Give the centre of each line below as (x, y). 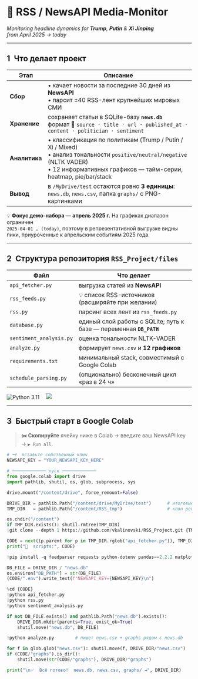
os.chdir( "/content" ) (33, 519)
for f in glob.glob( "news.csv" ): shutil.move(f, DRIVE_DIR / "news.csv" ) (96, 649)
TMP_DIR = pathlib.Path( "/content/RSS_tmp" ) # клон (95, 509)
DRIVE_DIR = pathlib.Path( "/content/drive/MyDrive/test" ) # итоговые (100, 503)
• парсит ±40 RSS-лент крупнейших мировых (113, 100)
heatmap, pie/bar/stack (80, 176)
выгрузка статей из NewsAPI (120, 285)
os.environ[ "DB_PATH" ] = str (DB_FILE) (54, 573)
